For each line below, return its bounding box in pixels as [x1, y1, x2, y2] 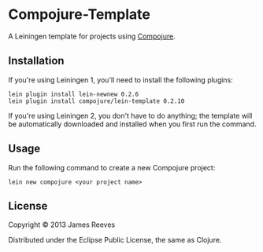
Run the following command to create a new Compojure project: [8, 163, 216, 172]
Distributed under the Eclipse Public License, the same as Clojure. [8, 236, 222, 245]
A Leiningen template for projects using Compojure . [8, 31, 176, 41]
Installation [8, 54, 65, 68]
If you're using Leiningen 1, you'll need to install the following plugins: [8, 75, 234, 84]
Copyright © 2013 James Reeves [8, 220, 116, 229]
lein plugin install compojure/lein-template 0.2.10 [8, 97, 185, 105]
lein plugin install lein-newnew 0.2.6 [8, 90, 139, 98]
